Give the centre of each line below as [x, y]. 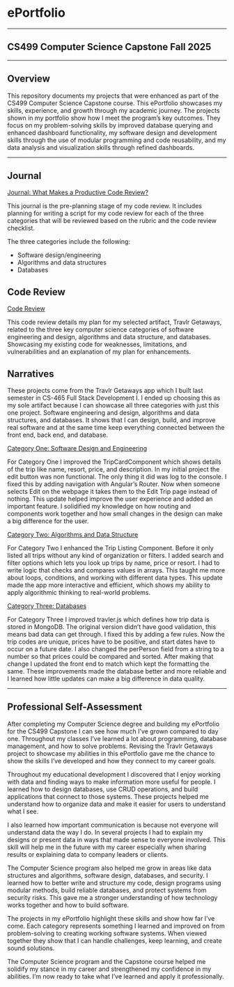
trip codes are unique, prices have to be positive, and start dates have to [111, 642]
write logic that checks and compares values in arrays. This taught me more [116, 570]
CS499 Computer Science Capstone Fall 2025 [109, 47]
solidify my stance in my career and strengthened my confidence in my [109, 969]
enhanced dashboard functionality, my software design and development [112, 132]
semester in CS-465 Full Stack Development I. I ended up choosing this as [114, 398]
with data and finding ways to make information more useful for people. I [111, 782]
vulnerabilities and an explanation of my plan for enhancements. [99, 352]
